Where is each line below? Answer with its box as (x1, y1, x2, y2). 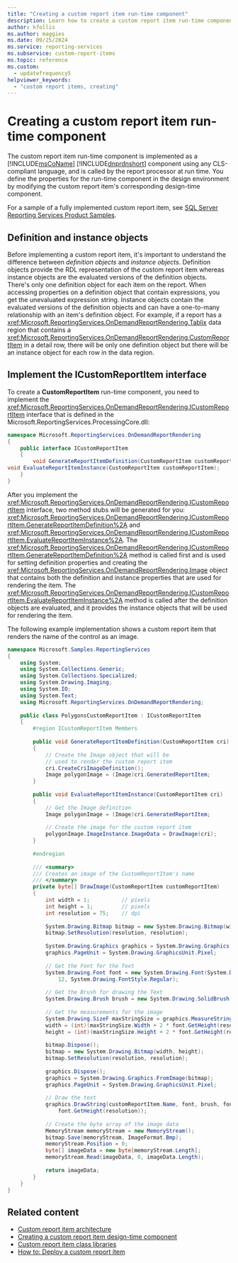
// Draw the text (45, 1094, 97, 1101)
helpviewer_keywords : (7, 76, 72, 84)
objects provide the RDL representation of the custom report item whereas (7, 265, 225, 274)
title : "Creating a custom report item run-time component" (7, 10, 189, 18)
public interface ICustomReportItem (20, 445, 129, 452)
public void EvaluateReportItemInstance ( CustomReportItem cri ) (33, 791, 223, 799)
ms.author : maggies (7, 30, 65, 38)
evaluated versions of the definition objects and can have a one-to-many (7, 303, 220, 311)
